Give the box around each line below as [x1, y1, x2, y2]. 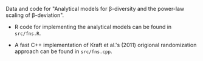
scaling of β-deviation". [5, 11, 64, 19]
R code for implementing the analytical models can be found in [14, 24, 172, 30]
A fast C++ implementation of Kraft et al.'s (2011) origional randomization [14, 42, 197, 48]
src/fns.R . [14, 30, 41, 37]
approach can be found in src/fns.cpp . [14, 48, 112, 55]
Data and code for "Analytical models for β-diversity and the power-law [5, 5, 185, 12]
